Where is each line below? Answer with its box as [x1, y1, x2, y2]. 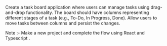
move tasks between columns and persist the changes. [5, 20, 120, 26]
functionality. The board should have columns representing [26, 9, 149, 15]
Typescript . [5, 35, 30, 41]
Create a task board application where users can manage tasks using [5, 4, 150, 10]
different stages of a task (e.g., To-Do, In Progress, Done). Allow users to [5, 15, 157, 20]
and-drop [5, 9, 25, 15]
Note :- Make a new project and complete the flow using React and [5, 30, 145, 35]
